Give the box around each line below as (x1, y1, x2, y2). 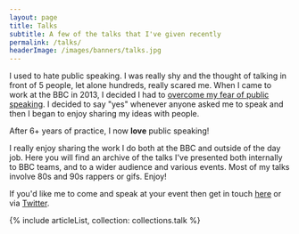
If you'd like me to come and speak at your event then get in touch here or (9, 189, 282, 199)
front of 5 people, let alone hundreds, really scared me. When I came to (9, 80, 272, 91)
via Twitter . (9, 198, 50, 209)
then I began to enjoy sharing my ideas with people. (9, 109, 200, 119)
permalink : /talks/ (9, 37, 82, 47)
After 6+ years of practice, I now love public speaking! (9, 125, 210, 136)
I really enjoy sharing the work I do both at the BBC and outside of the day (9, 143, 281, 154)
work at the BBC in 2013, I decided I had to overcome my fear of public (9, 90, 270, 101)
